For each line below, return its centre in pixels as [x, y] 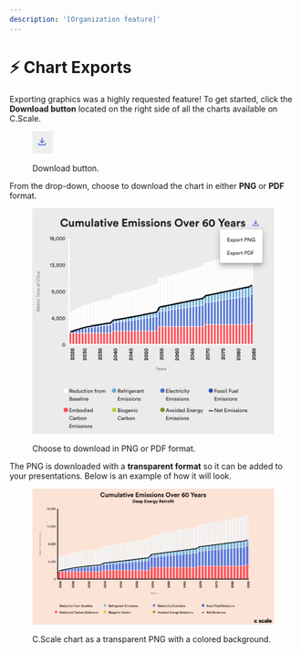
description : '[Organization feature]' [85, 19]
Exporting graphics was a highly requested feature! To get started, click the [151, 99]
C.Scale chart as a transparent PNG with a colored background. [152, 639]
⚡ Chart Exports [71, 67]
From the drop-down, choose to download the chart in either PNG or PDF [147, 185]
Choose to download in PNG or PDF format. [114, 448]
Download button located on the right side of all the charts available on [144, 109]
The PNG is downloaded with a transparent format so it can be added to [146, 466]
